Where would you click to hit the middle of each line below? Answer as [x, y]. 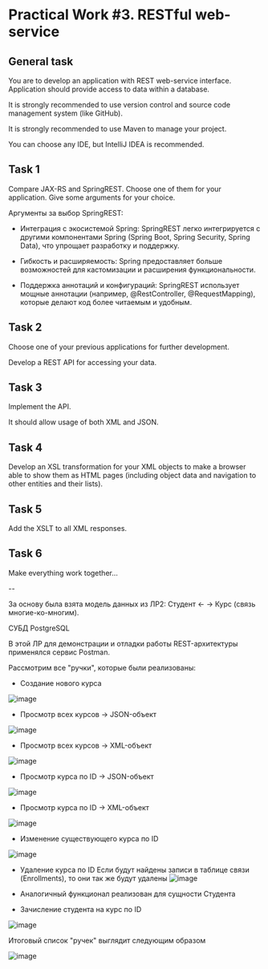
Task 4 [25, 447]
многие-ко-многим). [44, 612]
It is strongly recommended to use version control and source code [120, 105]
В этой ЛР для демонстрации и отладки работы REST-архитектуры [123, 643]
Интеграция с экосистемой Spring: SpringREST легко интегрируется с [140, 228]
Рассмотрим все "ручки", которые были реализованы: [102, 667]
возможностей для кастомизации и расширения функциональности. [138, 270]
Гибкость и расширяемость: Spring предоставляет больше [121, 261]
